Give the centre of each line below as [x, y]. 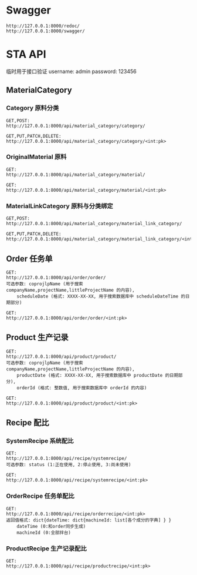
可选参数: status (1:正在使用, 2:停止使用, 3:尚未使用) [69, 465]
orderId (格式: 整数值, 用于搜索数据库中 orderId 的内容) [82, 388]
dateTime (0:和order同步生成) [51, 526]
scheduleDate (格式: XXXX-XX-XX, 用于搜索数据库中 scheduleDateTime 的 [101, 296]
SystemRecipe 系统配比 [40, 441]
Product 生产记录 [37, 338]
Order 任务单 [29, 258]
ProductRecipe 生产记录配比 [46, 549]
